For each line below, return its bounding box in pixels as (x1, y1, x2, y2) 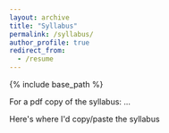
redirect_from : (9, 46, 66, 55)
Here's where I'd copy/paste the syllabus (9, 113, 160, 124)
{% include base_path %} (9, 79, 104, 89)
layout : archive (9, 12, 70, 22)
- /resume (17, 54, 54, 63)
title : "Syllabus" (9, 21, 78, 30)
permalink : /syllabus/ (9, 29, 94, 38)
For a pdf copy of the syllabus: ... (9, 96, 131, 107)
